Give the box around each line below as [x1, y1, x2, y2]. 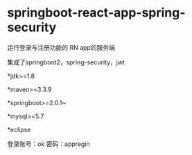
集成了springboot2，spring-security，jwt [7, 57, 125, 66]
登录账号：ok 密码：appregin [7, 140, 90, 148]
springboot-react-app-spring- [7, 5, 186, 21]
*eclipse [7, 125, 31, 134]
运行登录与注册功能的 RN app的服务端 [7, 43, 116, 51]
